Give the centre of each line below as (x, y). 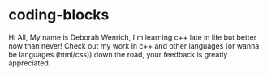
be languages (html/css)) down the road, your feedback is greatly (118, 54)
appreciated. (30, 63)
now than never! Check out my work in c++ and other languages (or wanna (134, 45)
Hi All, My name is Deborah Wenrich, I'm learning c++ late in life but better (133, 37)
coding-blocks (59, 15)
